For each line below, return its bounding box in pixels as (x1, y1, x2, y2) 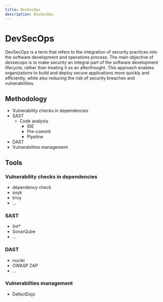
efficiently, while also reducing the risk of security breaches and (5, 75, 135, 81)
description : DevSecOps (5, 12, 54, 17)
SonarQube (12, 229, 36, 235)
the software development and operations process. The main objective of (5, 55, 154, 60)
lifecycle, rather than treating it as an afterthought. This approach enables (5, 65, 154, 71)
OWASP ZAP (12, 262, 38, 268)
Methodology (5, 94, 48, 103)
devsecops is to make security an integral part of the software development (5, 59, 159, 65)
